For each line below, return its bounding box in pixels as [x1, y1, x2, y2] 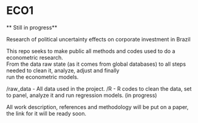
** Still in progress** [6, 24, 58, 31]
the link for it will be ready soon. [6, 110, 87, 117]
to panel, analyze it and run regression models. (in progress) [6, 91, 157, 99]
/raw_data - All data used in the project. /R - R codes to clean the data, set [6, 85, 192, 92]
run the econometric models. [6, 73, 79, 80]
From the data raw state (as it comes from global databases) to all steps [6, 60, 186, 68]
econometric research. [6, 54, 64, 61]
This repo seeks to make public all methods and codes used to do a [6, 47, 176, 55]
